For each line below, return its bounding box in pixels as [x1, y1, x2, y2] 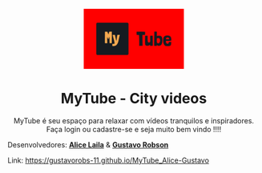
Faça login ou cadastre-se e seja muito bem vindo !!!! [46, 124, 222, 134]
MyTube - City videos [60, 90, 208, 108]
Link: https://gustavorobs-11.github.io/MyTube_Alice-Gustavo [7, 155, 210, 165]
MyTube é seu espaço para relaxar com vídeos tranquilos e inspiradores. [14, 115, 254, 125]
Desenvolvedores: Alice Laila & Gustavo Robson [7, 139, 169, 149]
